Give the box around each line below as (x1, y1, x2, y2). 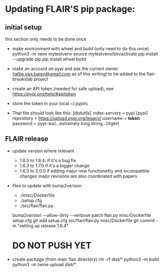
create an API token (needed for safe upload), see (12, 86, 114, 92)
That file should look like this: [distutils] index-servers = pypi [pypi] (12, 110, 148, 116)
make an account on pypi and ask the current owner (12, 66, 118, 71)
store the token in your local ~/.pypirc (12, 101, 89, 106)
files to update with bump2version (12, 182, 82, 188)
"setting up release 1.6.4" (17, 223, 69, 229)
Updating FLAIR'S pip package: (5, 3, 135, 15)
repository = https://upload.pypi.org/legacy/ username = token (12, 115, 140, 121)
